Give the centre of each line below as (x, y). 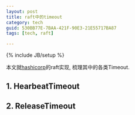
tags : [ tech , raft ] (30, 33)
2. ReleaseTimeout (41, 106)
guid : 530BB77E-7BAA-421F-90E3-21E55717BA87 (61, 28)
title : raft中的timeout (34, 17)
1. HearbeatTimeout (43, 86)
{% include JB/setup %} (35, 55)
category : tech (25, 22)
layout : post (22, 11)
